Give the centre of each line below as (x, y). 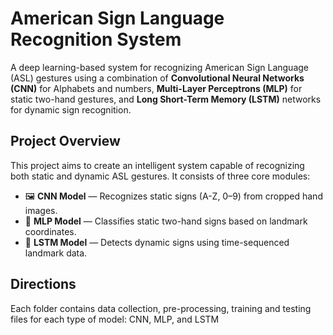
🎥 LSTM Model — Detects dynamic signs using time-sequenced (157, 242)
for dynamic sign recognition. (71, 109)
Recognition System (96, 39)
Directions (43, 284)
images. (41, 210)
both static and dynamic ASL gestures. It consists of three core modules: (160, 176)
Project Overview (65, 141)
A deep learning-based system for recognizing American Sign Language (159, 67)
